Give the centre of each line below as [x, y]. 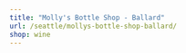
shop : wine [30, 34]
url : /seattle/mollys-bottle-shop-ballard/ [93, 26]
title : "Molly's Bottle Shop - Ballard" [88, 18]
